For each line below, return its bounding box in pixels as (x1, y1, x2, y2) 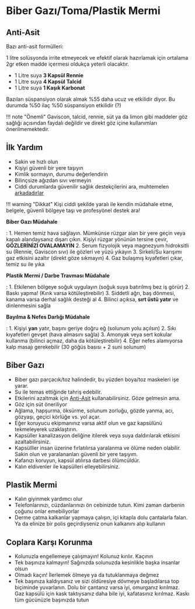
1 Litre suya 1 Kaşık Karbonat (14, 84, 85, 91)
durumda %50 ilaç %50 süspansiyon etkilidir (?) (6, 102, 121, 109)
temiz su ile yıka (6, 261, 45, 268)
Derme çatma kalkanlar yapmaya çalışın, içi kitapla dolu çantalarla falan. (14, 514, 188, 521)
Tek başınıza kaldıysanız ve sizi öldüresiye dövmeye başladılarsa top (14, 578, 179, 585)
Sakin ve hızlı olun (14, 158, 58, 165)
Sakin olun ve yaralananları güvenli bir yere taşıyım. (14, 450, 138, 457)
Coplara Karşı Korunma (6, 537, 93, 547)
